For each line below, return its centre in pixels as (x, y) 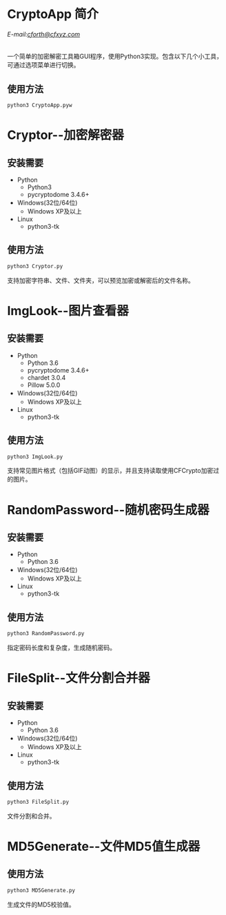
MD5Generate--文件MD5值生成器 (104, 847)
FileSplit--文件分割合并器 (79, 678)
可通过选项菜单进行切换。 (43, 65)
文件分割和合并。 (31, 815)
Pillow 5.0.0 (44, 385)
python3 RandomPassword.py (46, 634)
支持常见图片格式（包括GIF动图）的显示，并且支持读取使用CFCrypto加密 (110, 471)
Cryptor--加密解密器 (65, 135)
